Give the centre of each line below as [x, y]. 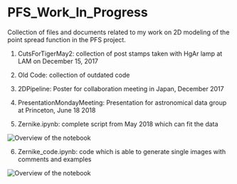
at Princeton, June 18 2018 [57, 110]
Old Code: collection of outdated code [74, 75]
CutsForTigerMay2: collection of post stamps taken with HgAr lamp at [120, 53]
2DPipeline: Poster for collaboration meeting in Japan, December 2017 [121, 88]
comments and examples [54, 159]
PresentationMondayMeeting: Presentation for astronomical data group [122, 102]
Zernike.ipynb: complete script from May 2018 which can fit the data [118, 124]
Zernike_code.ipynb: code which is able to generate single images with [122, 151]
